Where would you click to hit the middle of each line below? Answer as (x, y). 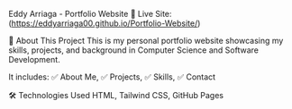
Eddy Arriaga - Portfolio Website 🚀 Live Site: (90, 14)
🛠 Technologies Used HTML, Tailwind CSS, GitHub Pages (116, 95)
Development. (34, 59)
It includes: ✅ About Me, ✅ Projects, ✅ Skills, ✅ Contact (112, 77)
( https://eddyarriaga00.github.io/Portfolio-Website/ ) (105, 23)
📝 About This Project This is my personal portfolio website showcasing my (146, 41)
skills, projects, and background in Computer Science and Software (133, 50)
